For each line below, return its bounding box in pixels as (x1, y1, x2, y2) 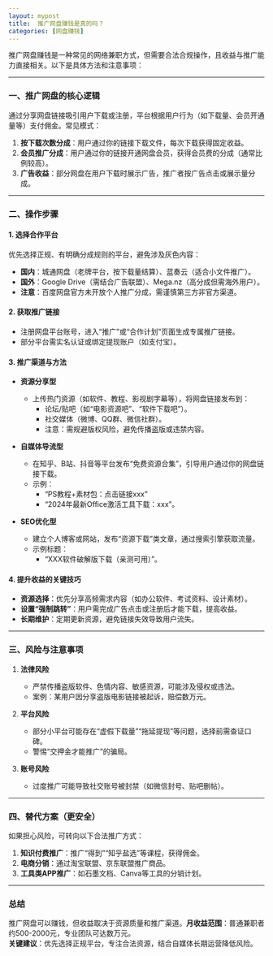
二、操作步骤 (8, 208, 59, 219)
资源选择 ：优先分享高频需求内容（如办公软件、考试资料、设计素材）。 (19, 594, 252, 603)
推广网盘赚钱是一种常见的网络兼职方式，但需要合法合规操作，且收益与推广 (8, 50, 258, 60)
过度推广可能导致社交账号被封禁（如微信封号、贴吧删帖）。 (32, 781, 229, 790)
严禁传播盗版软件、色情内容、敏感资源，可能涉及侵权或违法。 (32, 681, 240, 691)
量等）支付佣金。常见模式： (8, 120, 102, 130)
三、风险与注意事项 (8, 644, 84, 655)
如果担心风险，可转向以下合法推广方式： (8, 831, 144, 841)
